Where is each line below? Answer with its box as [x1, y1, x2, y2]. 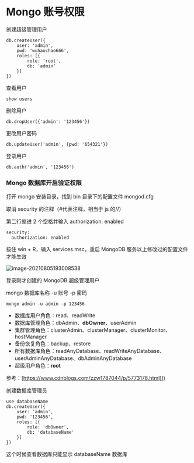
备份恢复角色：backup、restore [14, 340, 91, 347]
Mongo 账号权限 [6, 5, 85, 19]
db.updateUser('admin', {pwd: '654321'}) [6, 141, 109, 147]
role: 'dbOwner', [27, 424, 69, 430]
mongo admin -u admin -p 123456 [6, 301, 85, 307]
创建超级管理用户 [6, 26, 47, 33]
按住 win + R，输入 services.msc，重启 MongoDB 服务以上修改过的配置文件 [6, 246, 189, 253]
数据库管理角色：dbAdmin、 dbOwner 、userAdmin [14, 320, 137, 327]
